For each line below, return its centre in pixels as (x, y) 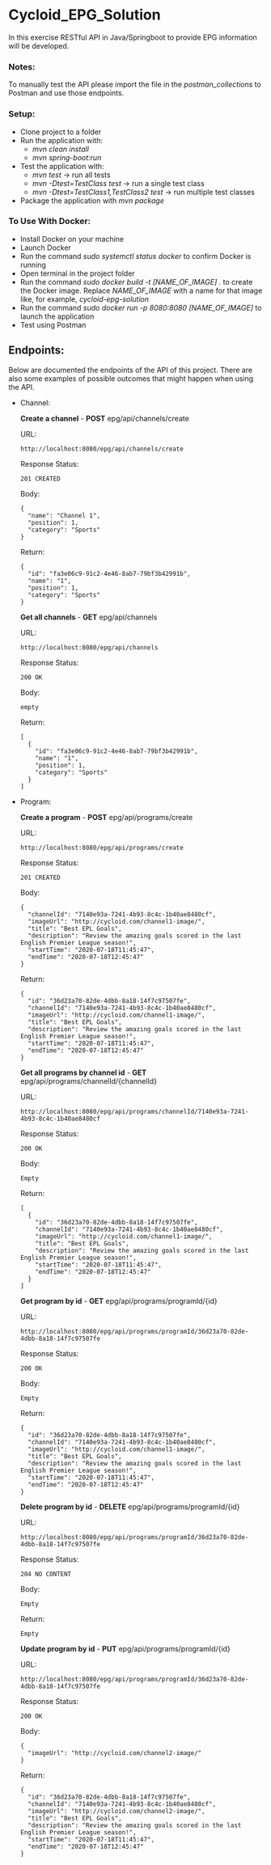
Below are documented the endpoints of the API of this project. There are (131, 370)
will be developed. (39, 45)
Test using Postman (53, 324)
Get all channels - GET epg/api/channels (89, 617)
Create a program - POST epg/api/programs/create (106, 817)
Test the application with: (62, 166)
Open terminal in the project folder (77, 273)
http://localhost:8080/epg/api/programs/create (102, 848)
